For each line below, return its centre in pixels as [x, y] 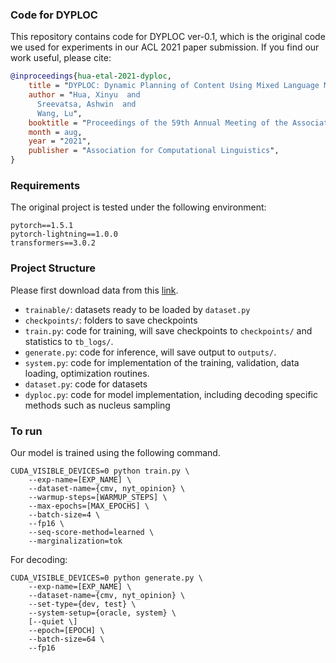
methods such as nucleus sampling [97, 405]
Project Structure [53, 268]
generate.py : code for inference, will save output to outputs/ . [150, 352]
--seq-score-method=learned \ [91, 532]
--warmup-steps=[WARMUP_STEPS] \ [98, 497]
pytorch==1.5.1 [42, 226]
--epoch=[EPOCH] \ [66, 630]
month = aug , [55, 132]
